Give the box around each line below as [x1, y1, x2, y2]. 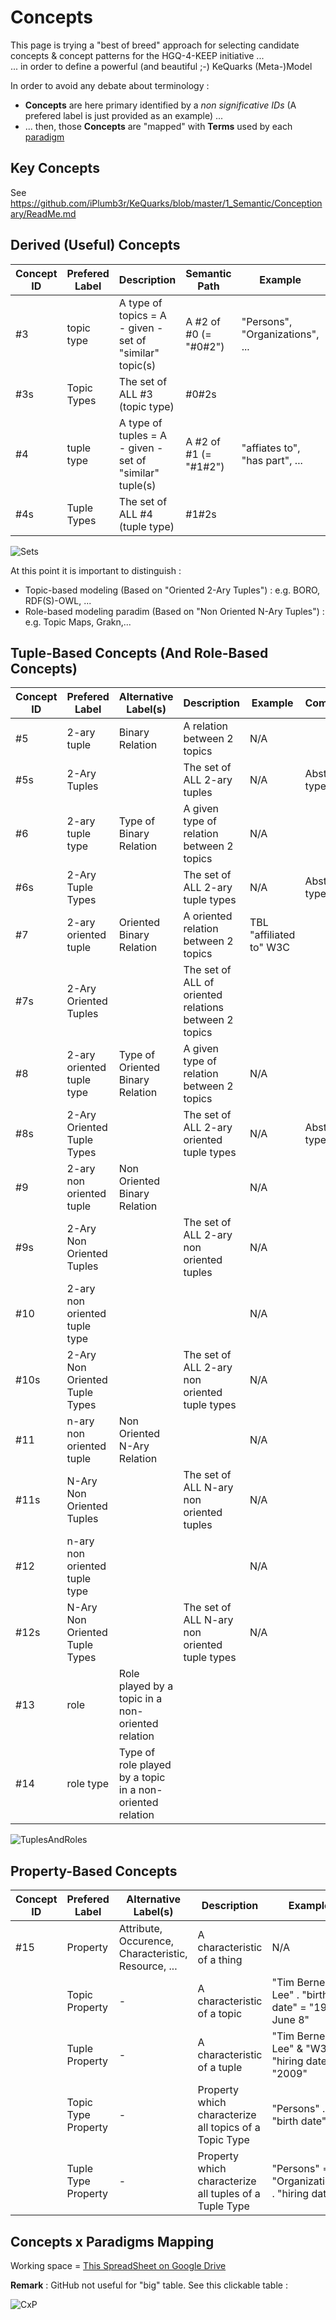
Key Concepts [10, 160, 100, 177]
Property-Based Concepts [10, 1862, 178, 1880]
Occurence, [118, 1934, 175, 1948]
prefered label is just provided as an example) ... [24, 109, 224, 121]
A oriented [183, 909, 233, 923]
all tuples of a [197, 2187, 261, 2201]
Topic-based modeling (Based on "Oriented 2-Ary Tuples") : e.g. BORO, [24, 584, 321, 596]
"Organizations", [241, 327, 320, 341]
